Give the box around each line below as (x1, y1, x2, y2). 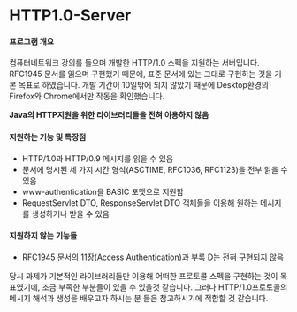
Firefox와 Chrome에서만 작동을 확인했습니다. (9, 90, 165, 102)
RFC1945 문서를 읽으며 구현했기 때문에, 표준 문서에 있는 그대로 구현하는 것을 (9, 68, 273, 80)
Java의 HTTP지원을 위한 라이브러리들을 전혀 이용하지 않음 (9, 110, 209, 121)
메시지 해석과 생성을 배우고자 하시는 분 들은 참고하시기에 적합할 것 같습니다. (9, 292, 269, 303)
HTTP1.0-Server (9, 5, 132, 26)
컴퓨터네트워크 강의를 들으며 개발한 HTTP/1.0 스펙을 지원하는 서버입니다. (9, 58, 260, 68)
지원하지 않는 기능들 (9, 230, 78, 241)
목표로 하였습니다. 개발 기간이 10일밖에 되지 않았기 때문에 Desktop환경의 (18, 80, 270, 90)
